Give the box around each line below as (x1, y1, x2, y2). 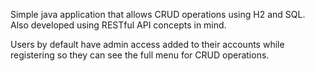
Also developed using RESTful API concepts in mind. (10, 19, 227, 31)
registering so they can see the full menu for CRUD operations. (10, 49, 270, 61)
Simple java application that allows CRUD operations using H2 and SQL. (10, 9, 306, 20)
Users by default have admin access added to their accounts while (10, 39, 285, 50)
